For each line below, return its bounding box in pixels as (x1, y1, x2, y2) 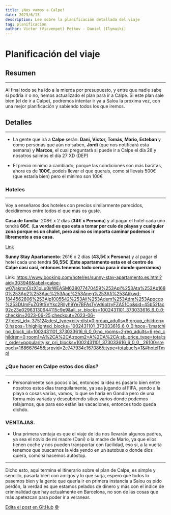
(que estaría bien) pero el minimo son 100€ (12, 173, 103, 179)
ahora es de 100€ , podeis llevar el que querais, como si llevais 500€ (12, 168, 156, 174)
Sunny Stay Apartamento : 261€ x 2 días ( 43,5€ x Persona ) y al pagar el (5, 253, 158, 260)
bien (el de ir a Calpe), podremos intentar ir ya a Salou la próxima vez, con (5, 98, 160, 104)
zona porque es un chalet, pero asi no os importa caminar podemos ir (5, 228, 155, 235)
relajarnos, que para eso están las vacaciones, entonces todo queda (12, 401, 156, 407)
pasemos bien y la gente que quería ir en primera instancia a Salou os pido (5, 478, 162, 484)
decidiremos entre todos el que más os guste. (5, 208, 102, 214)
